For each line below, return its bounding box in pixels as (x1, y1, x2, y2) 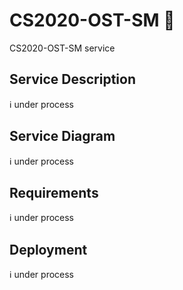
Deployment (9, 241, 88, 258)
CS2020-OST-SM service (9, 42, 116, 54)
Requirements (9, 184, 99, 201)
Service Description (9, 71, 136, 88)
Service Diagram (9, 128, 116, 145)
